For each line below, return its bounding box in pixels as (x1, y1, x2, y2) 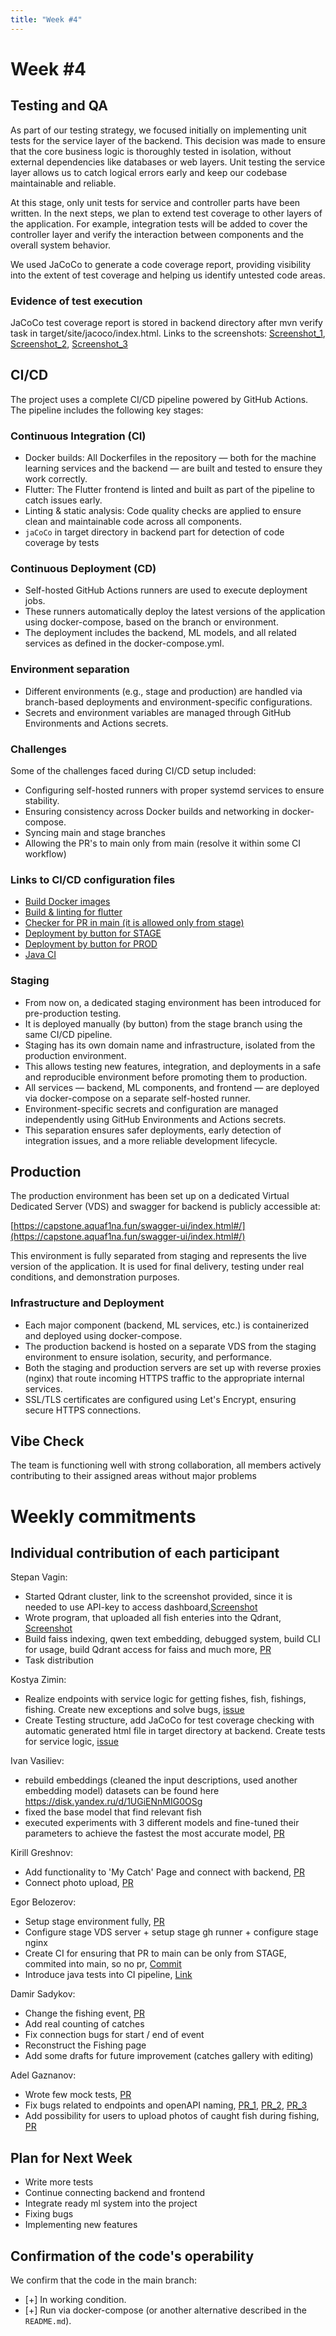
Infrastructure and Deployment (10, 1296, 165, 1310)
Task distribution (24, 1654, 94, 1666)
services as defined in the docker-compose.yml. (24, 637, 225, 650)
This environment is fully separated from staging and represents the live (10, 1250, 307, 1262)
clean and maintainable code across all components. (24, 516, 242, 528)
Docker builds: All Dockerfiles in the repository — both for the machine (24, 452, 317, 464)
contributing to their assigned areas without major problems (10, 1470, 257, 1482)
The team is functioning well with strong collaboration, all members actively (10, 1459, 322, 1471)
